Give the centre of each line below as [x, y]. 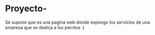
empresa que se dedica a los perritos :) [45, 27]
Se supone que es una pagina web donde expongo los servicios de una [77, 22]
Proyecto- [26, 9]
